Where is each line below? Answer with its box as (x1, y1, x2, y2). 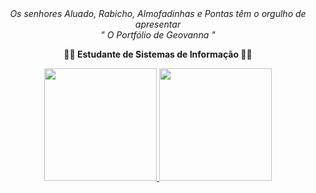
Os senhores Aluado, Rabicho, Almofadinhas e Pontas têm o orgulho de (9, 8, 307, 19)
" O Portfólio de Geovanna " (100, 29, 216, 41)
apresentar (134, 18, 182, 30)
